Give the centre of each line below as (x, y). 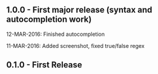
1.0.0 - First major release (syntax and (79, 10)
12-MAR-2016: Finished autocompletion (55, 34)
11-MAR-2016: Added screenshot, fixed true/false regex (75, 45)
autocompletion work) (49, 20)
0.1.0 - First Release (44, 65)
